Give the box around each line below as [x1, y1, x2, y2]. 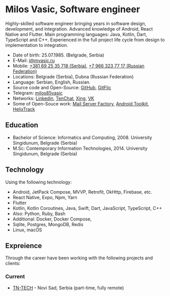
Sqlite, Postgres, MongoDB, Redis [12, 221, 83, 227]
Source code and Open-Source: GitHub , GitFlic [12, 84, 111, 90]
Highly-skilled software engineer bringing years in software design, [5, 20, 147, 26]
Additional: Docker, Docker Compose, [12, 216, 92, 222]
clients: [5, 260, 21, 266]
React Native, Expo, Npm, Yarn [12, 194, 77, 200]
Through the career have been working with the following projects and [5, 255, 153, 261]
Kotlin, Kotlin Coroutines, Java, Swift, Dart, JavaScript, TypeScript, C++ [12, 205, 162, 211]
